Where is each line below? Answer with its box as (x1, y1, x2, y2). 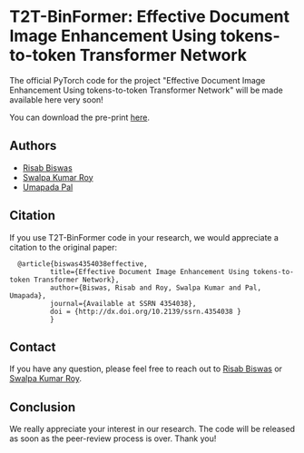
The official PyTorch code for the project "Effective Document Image (9, 74, 266, 85)
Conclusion (9, 399, 76, 415)
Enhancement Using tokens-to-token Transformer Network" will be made (9, 84, 283, 95)
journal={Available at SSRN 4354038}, (49, 299, 197, 308)
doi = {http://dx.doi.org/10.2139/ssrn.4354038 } (49, 307, 242, 316)
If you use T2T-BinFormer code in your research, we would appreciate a (9, 231, 279, 242)
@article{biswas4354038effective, (17, 259, 148, 269)
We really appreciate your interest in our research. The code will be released (9, 424, 295, 435)
